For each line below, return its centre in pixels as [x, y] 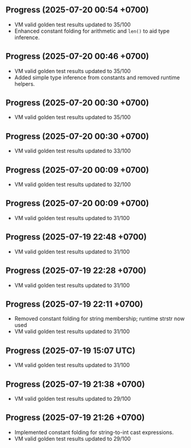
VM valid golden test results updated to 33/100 [72, 151]
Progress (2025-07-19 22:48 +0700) [76, 237]
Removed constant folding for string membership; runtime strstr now [99, 319]
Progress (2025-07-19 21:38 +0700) [75, 384]
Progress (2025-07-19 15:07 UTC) [70, 350]
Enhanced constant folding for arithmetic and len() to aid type [92, 31]
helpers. [25, 83]
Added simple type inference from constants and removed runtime [97, 77]
